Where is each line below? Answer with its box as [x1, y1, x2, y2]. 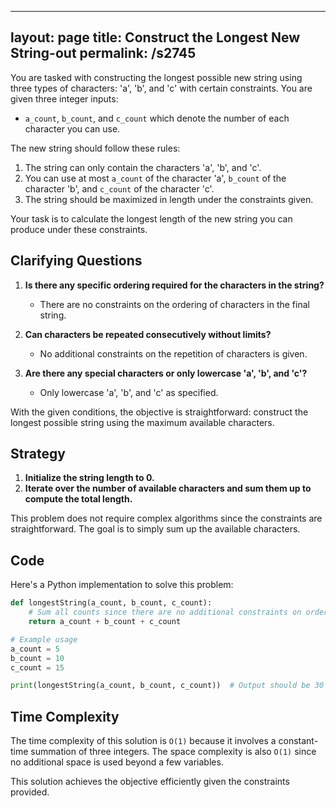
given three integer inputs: [10, 92, 119, 105]
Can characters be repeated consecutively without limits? [24, 328, 272, 340]
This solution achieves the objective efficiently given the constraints [10, 776, 290, 788]
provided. [10, 786, 50, 798]
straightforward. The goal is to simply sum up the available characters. [10, 523, 301, 535]
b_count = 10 [10, 653, 65, 663]
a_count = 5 [10, 644, 60, 654]
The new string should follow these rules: [10, 142, 181, 154]
